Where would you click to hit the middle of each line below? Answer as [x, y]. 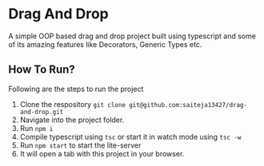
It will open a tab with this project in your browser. [102, 153]
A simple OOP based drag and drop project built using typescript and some [132, 36]
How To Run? [42, 70]
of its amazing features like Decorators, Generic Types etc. [105, 44]
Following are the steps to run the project [76, 89]
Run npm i [36, 128]
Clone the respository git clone [73, 104]
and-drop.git [42, 112]
